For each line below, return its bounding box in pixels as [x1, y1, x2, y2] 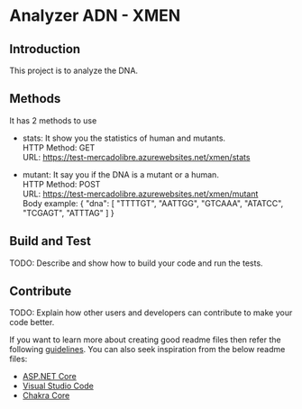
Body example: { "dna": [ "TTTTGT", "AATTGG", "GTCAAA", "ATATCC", [22, 197, 284, 208]
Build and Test [9, 233, 92, 249]
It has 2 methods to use [9, 114, 97, 126]
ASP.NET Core [22, 371, 77, 382]
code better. [9, 317, 55, 328]
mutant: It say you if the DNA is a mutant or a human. [22, 168, 219, 180]
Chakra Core [22, 390, 70, 401]
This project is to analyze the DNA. [9, 65, 138, 76]
